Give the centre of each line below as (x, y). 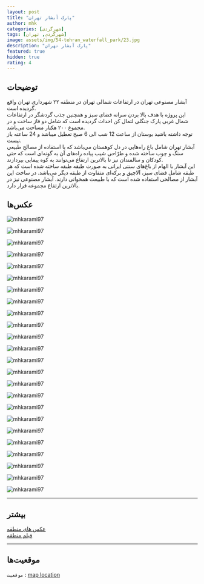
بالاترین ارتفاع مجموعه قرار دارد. (44, 186)
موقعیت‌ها (23, 560)
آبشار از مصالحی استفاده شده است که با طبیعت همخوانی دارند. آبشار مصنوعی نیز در (102, 179)
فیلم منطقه (20, 535)
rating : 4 (19, 62)
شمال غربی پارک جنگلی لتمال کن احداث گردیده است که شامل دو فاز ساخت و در (98, 121)
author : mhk (22, 23)
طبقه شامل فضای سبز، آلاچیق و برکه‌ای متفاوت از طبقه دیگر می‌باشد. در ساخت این (100, 173)
